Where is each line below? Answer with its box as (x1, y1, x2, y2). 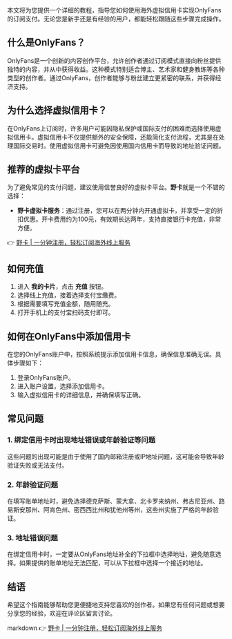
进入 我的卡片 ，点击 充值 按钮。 (17, 283, 108, 291)
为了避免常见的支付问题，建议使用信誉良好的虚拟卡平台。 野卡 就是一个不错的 (7, 183, 225, 191)
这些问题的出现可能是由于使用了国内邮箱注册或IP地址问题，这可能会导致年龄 (7, 452, 224, 461)
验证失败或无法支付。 (7, 461, 68, 469)
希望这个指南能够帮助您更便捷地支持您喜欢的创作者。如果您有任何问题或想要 (7, 600, 225, 609)
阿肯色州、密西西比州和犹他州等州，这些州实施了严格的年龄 (43, 506, 213, 514)
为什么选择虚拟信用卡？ (7, 104, 107, 116)
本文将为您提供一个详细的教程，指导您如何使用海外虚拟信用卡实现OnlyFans (7, 6, 222, 14)
